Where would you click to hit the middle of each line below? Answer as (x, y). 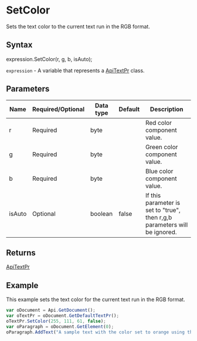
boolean (101, 214)
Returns (21, 253)
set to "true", (163, 210)
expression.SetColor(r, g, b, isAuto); (49, 59)
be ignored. (161, 232)
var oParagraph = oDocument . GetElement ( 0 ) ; (60, 326)
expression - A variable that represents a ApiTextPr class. (75, 70)
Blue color (159, 171)
